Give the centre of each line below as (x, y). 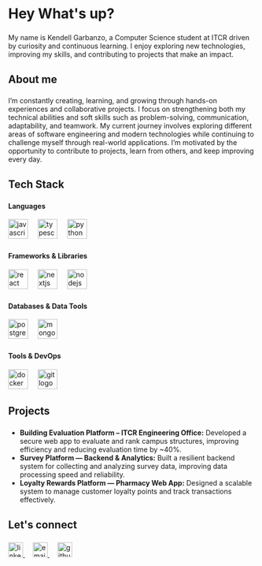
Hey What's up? (61, 14)
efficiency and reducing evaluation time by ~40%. (101, 449)
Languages (27, 206)
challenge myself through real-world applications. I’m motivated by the (123, 143)
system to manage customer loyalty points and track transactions (125, 492)
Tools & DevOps (35, 356)
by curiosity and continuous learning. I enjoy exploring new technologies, (127, 46)
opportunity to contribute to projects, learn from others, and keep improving (131, 151)
